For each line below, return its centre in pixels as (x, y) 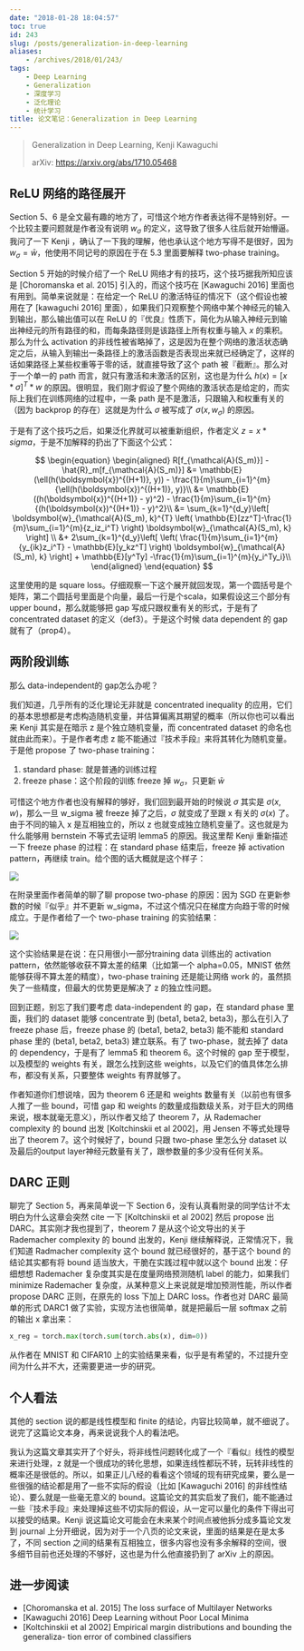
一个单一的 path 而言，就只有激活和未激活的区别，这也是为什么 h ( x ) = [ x (152, 375)
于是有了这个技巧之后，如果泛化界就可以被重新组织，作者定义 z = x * (138, 430)
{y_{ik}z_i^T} (42, 546)
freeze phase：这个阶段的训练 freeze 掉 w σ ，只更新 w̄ (123, 781)
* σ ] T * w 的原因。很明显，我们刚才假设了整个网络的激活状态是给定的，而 (146, 387)
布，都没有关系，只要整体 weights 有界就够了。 (98, 1075)
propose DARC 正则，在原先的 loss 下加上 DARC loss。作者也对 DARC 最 (145, 1297)
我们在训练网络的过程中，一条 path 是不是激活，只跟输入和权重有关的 (155, 398)
